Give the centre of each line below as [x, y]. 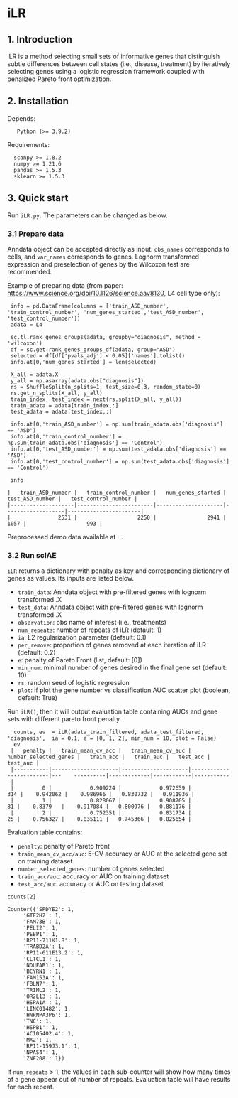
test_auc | [23, 763]
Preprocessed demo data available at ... [65, 537]
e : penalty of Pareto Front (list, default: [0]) [80, 660]
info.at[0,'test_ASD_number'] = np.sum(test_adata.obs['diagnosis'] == [118, 449]
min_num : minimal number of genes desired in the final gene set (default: [122, 668]
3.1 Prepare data [35, 234]
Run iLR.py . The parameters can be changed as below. [87, 215]
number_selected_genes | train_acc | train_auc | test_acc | [109, 757]
